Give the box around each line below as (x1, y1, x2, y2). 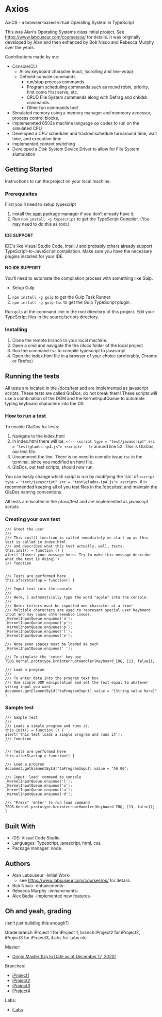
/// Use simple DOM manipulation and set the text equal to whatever (5, 680, 149, 685)
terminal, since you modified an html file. (12, 459, 94, 465)
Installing (5, 326, 28, 333)
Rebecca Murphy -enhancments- (12, 888, 79, 894)
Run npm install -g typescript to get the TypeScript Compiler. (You (12, 216, 149, 222)
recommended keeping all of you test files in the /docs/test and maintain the (5, 484, 158, 490)
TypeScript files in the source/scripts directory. (5, 314, 99, 320)
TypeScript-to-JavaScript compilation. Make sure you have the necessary (5, 248, 153, 254)
